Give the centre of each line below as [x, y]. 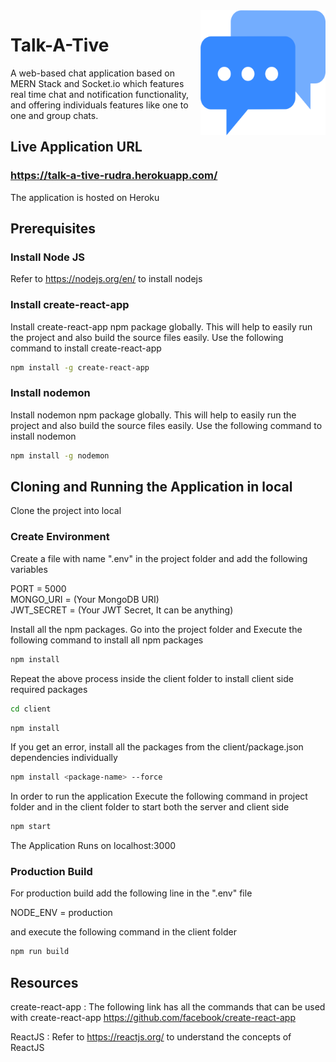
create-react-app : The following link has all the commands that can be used [168, 1007]
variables [29, 569]
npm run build [40, 952]
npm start [31, 827]
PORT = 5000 [38, 588]
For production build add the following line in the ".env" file [131, 893]
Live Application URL [76, 147]
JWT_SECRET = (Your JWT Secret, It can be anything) [122, 610]
